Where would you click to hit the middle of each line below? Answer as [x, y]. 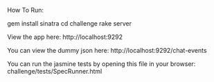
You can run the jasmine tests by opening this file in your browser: [101, 64]
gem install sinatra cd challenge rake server [70, 23]
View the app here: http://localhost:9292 [65, 37]
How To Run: [25, 10]
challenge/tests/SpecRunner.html [55, 71]
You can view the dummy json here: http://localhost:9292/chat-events [107, 50]
